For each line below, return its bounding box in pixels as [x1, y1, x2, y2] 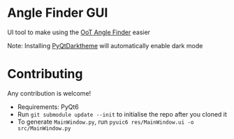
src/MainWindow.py [17, 124, 71, 132]
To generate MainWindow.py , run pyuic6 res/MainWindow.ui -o [17, 117, 194, 126]
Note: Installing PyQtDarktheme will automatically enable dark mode [7, 41, 203, 50]
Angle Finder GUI [7, 5, 108, 21]
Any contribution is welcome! [7, 89, 92, 97]
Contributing [7, 66, 83, 82]
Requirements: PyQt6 [17, 103, 79, 111]
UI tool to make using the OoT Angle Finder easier [7, 28, 151, 36]
